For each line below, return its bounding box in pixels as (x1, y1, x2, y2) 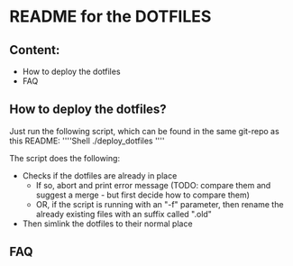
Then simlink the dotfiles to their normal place (22, 218, 193, 229)
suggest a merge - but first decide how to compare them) (35, 189, 251, 200)
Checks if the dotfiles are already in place (22, 170, 178, 181)
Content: (9, 42, 60, 58)
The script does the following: (9, 152, 120, 163)
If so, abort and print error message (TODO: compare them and (35, 179, 271, 190)
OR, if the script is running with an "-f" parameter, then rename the (35, 198, 284, 209)
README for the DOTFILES (9, 6, 212, 27)
